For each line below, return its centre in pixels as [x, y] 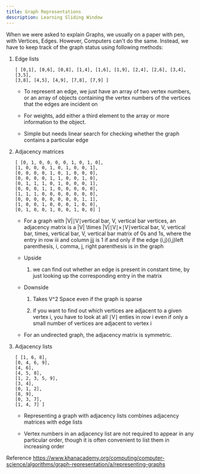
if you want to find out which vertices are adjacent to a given [107, 310]
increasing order [44, 446]
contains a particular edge [56, 140]
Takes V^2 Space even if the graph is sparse [87, 299]
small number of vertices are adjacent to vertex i [92, 323]
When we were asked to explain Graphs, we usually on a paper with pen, [96, 34]
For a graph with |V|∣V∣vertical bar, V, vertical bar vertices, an [100, 221]
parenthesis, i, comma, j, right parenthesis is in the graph [94, 246]
